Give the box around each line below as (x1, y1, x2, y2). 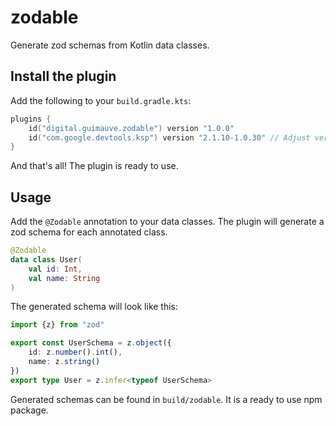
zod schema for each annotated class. (10, 226, 168, 238)
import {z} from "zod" (10, 320, 105, 330)
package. (10, 404, 49, 416)
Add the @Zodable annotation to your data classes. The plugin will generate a (10, 216, 325, 228)
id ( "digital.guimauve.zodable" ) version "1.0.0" (28, 123, 235, 133)
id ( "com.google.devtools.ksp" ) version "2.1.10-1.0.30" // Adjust (28, 132, 311, 143)
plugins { (10, 114, 52, 124)
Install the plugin (10, 68, 117, 85)
